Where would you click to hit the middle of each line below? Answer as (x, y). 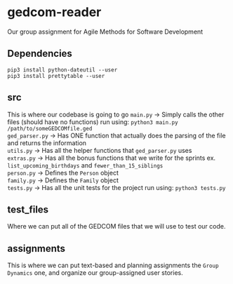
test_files (28, 209)
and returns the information (47, 143)
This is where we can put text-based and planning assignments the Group (113, 265)
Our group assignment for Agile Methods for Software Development (105, 32)
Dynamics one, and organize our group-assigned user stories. (95, 273)
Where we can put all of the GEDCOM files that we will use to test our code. (116, 226)
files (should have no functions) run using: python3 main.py (93, 122)
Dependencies (40, 54)
